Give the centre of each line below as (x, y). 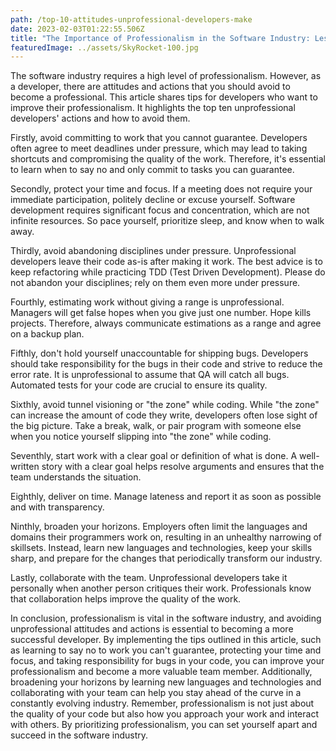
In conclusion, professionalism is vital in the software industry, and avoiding (166, 618)
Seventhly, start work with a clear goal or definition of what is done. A (154, 456)
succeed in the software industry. (79, 735)
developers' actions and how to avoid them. (100, 118)
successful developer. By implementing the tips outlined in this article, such (166, 640)
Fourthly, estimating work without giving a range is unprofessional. (147, 302)
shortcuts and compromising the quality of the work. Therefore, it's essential (168, 159)
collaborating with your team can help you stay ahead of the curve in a (156, 693)
